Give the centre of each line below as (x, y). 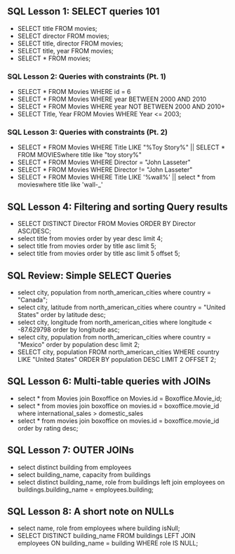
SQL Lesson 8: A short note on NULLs (91, 512)
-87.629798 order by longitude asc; (68, 330)
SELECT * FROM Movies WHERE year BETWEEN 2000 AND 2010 (112, 99)
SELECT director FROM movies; (63, 36)
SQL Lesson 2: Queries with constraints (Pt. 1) (87, 76)
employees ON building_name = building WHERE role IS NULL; (108, 543)
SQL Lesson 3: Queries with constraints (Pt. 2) (88, 133)
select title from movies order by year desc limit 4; (90, 238)
